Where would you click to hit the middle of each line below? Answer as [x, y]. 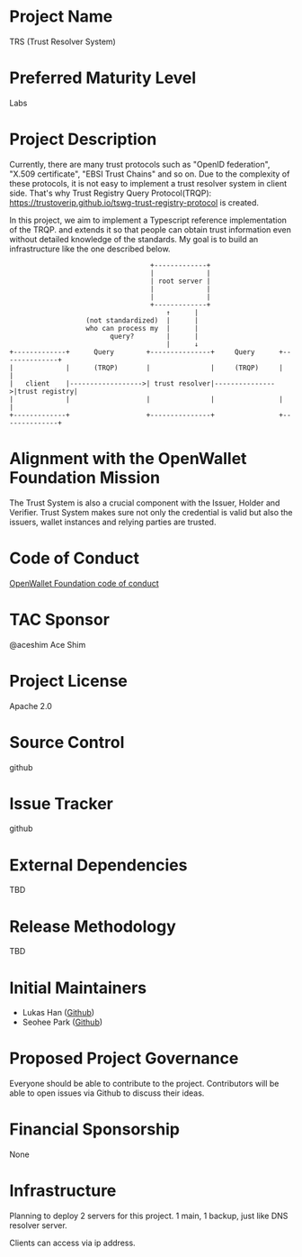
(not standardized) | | [142, 320]
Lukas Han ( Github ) [58, 1013]
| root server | [180, 281]
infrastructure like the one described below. [90, 249]
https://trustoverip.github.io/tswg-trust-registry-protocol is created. [134, 202]
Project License [69, 681]
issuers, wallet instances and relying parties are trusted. [113, 522]
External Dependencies [98, 865]
